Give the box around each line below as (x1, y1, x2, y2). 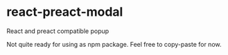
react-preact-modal (6, 4, 123, 20)
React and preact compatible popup (6, 27, 109, 35)
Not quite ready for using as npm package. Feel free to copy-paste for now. (6, 40, 222, 48)
